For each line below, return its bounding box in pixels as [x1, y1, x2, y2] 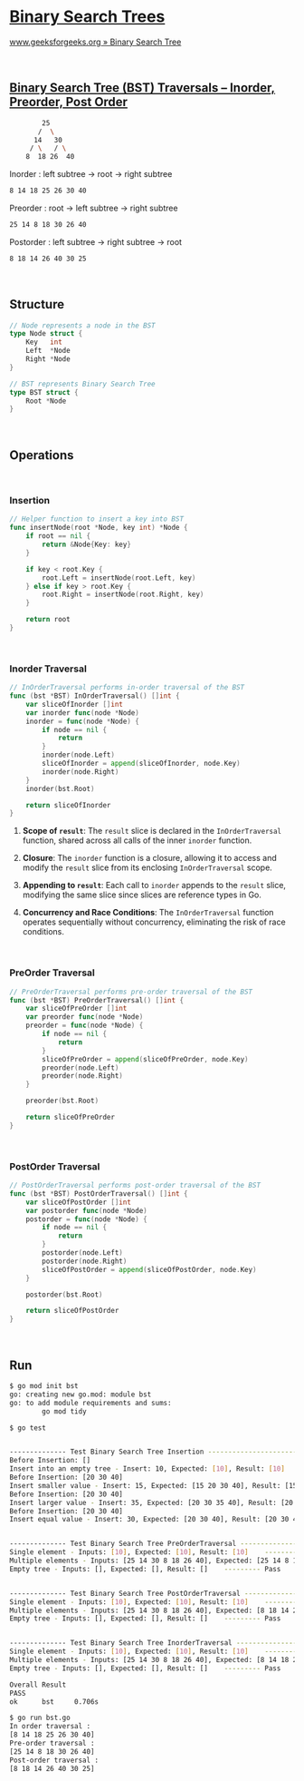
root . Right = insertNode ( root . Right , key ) [42, 590, 204, 600]
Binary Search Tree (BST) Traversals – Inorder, [9, 80, 276, 96]
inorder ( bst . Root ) [25, 784, 95, 793]
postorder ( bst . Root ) [25, 1290, 103, 1299]
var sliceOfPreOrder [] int [25, 1004, 128, 1013]
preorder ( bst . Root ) [25, 1096, 100, 1106]
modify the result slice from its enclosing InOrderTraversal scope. [22, 862, 273, 873]
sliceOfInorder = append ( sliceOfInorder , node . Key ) [42, 759, 242, 768]
